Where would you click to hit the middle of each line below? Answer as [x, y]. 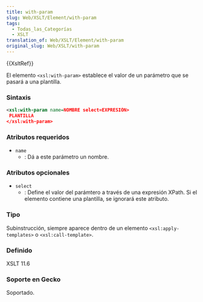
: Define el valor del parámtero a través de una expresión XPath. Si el [111, 192]
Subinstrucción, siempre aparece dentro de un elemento [77, 228]
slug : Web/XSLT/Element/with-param [52, 18]
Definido [19, 250]
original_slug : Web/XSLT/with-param [53, 46]
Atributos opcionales [38, 173]
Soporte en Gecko [34, 279]
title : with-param [30, 12]
